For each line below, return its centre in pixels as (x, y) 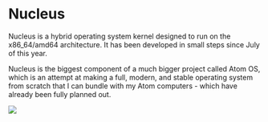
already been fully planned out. (60, 94)
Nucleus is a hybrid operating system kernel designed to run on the (120, 36)
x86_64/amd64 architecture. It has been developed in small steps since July (134, 44)
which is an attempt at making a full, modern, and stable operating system (131, 77)
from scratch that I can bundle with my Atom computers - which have (123, 86)
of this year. (28, 53)
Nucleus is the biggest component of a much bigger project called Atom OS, (134, 68)
